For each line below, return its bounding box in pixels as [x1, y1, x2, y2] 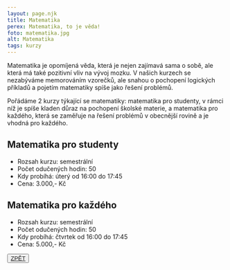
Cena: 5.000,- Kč [17, 240, 67, 248]
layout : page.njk [7, 10, 57, 17]
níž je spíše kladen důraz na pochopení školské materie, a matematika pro [7, 105, 218, 112]
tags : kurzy [7, 42, 42, 49]
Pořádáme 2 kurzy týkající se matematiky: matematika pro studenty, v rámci [7, 97, 224, 105]
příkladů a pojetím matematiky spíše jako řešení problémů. [7, 84, 173, 91]
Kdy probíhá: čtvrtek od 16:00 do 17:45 [17, 233, 128, 241]
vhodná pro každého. [7, 119, 68, 127]
